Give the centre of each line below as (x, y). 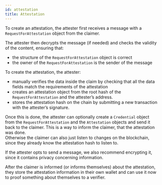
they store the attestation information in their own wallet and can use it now (81, 172)
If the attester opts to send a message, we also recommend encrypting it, (79, 152)
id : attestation (21, 10)
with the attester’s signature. (41, 107)
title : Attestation (25, 14)
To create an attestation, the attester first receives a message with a (73, 28)
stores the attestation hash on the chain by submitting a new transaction (85, 102)
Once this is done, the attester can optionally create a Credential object (77, 117)
